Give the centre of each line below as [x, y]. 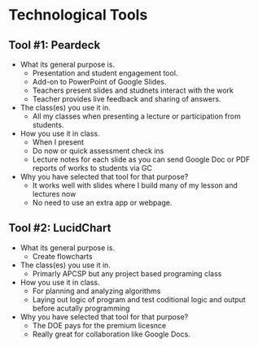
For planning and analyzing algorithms [96, 291]
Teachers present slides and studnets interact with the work [133, 90]
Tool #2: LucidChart [60, 228]
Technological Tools [78, 15]
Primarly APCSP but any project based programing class [127, 273]
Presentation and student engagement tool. [105, 73]
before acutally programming [81, 308]
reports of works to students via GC [92, 168]
